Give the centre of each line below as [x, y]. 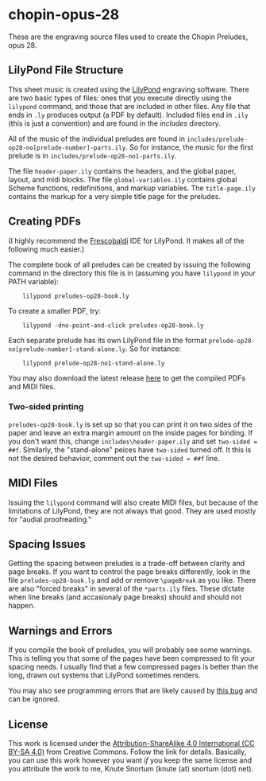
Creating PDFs [45, 222]
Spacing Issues [47, 544]
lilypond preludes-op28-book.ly [76, 296]
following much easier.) [46, 249]
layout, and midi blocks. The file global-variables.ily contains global [123, 179]
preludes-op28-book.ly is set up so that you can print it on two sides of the [130, 424]
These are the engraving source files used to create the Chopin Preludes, [128, 37]
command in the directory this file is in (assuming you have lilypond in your [132, 273]
